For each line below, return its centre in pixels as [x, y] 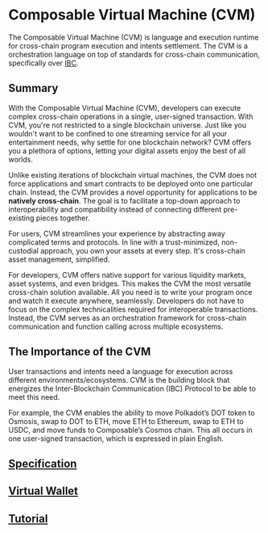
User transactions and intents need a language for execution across [121, 371]
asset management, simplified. [59, 259]
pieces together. [63, 218]
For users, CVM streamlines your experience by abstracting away [117, 233]
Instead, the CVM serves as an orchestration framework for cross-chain [128, 317]
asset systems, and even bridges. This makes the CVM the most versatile [130, 283]
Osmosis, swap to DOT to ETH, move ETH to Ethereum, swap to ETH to [126, 421]
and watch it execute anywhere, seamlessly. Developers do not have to [126, 300]
